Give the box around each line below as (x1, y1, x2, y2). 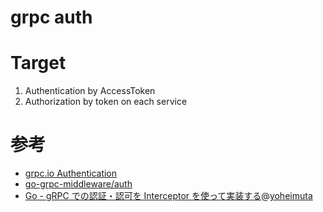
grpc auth (10, 6, 93, 29)
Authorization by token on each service (24, 96, 188, 108)
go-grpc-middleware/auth (24, 178, 133, 190)
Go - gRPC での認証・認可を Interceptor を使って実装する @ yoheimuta (24, 190, 313, 202)
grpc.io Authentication (24, 167, 118, 180)
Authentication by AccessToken (24, 85, 156, 97)
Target (10, 52, 67, 75)
